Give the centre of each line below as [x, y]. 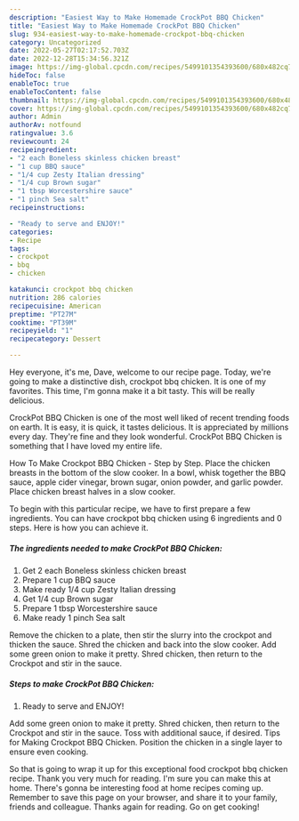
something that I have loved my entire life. [86, 446]
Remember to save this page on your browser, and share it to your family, [143, 797]
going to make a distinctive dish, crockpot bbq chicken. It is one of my [138, 382]
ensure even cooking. [49, 752]
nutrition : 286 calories [55, 298]
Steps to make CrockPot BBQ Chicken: [82, 684]
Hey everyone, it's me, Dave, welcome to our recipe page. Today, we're [140, 372]
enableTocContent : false [55, 92]
